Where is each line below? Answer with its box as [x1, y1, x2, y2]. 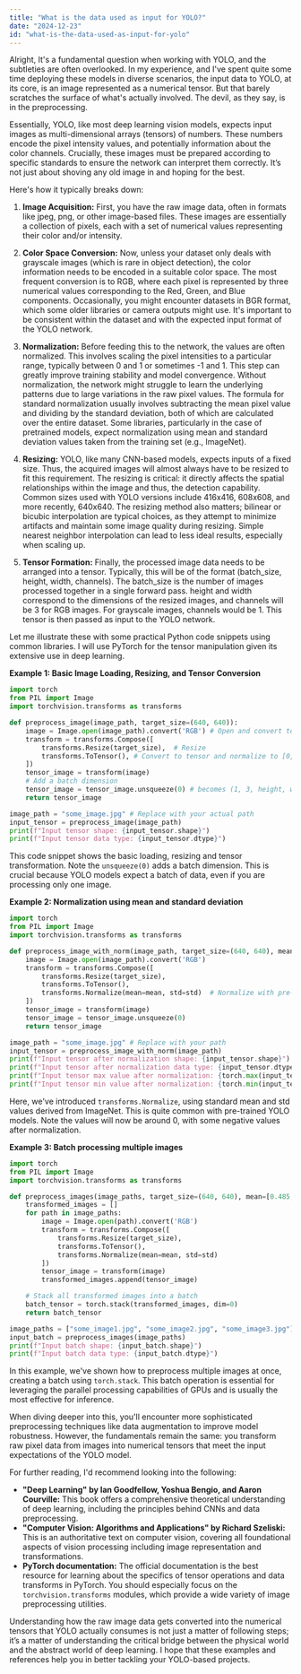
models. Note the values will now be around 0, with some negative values [9, 1115, 280, 1125]
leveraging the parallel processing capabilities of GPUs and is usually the [9, 1384, 279, 1395]
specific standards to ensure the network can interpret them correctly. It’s [9, 158, 281, 169]
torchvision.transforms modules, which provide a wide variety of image [21, 1589, 291, 1600]
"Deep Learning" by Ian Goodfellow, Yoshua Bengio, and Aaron [21, 1485, 262, 1496]
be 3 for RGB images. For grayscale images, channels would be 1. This [21, 604, 282, 615]
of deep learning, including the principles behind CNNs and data [21, 1504, 261, 1514]
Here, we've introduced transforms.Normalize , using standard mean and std [9, 1096, 290, 1106]
